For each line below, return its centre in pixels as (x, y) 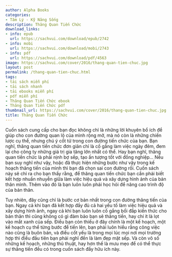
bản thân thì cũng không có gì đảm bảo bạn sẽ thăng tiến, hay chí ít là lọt (82, 216)
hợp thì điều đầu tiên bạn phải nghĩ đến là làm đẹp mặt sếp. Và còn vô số (82, 238)
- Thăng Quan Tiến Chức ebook (38, 101)
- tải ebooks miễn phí (30, 91)
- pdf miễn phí (22, 96)
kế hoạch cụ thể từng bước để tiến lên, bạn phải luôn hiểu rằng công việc (83, 227)
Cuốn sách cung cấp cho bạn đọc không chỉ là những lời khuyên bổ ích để (84, 130)
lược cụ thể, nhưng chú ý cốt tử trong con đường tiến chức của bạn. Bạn (82, 141)
